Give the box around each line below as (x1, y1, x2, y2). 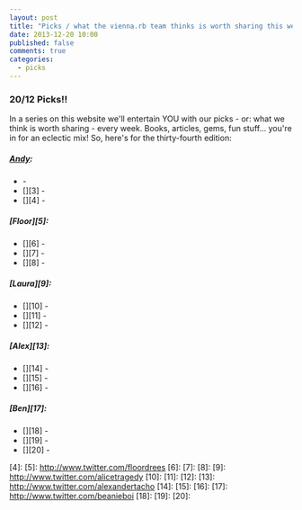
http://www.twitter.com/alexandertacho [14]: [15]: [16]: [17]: (9, 481, 228, 492)
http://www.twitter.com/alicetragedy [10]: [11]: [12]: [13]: (9, 471, 216, 482)
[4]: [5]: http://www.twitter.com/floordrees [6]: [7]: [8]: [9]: (9, 462, 226, 473)
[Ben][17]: (9, 402, 48, 414)
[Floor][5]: (9, 215, 49, 226)
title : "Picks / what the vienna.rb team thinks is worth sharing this (9, 22, 283, 31)
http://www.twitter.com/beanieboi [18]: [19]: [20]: (9, 491, 191, 502)
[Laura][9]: (9, 278, 52, 289)
